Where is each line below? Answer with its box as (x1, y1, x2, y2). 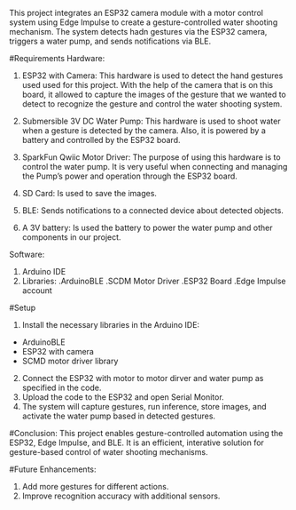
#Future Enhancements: (9, 464, 97, 474)
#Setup (9, 302, 36, 313)
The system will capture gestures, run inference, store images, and (21, 402, 268, 411)
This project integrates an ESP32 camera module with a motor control (9, 8, 264, 18)
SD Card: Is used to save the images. (21, 188, 158, 198)
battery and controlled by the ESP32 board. (21, 135, 181, 145)
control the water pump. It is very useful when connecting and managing (21, 162, 288, 171)
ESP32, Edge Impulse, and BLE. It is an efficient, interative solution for (9, 437, 264, 448)
